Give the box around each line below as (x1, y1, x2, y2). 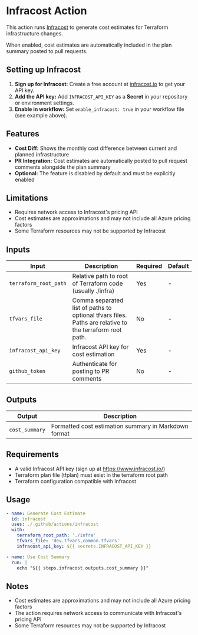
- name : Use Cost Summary (6, 554, 70, 560)
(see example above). (14, 112, 68, 119)
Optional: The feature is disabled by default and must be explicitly (14, 169, 176, 176)
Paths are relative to (72, 319, 128, 327)
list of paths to (72, 304, 112, 312)
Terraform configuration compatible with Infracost (14, 477, 137, 485)
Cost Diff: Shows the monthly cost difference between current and (14, 145, 177, 152)
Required (136, 262, 163, 270)
